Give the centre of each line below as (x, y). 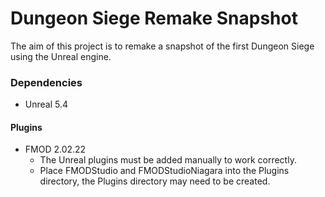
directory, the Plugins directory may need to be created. (155, 181)
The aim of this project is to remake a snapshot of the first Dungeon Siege (162, 46)
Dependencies (46, 82)
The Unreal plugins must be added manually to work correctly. (168, 160)
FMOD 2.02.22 (55, 149)
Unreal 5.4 (46, 104)
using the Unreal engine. (61, 56)
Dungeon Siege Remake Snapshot (154, 18)
